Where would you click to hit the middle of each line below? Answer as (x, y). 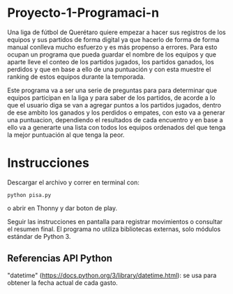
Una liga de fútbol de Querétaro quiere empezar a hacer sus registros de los (116, 32)
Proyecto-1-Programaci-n (83, 13)
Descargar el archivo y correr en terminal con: (73, 182)
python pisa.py (29, 195)
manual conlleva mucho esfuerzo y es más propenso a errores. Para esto (112, 47)
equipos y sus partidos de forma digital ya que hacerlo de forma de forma (113, 39)
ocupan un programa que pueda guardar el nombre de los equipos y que (112, 54)
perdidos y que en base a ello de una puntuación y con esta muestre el (109, 69)
